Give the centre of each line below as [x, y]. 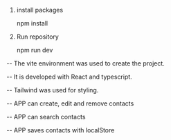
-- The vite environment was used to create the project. [86, 63]
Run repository [38, 37]
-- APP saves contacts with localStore [61, 130]
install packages [40, 10]
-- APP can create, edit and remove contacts [70, 103]
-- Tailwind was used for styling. [53, 90]
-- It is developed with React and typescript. [69, 77]
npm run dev [35, 50]
